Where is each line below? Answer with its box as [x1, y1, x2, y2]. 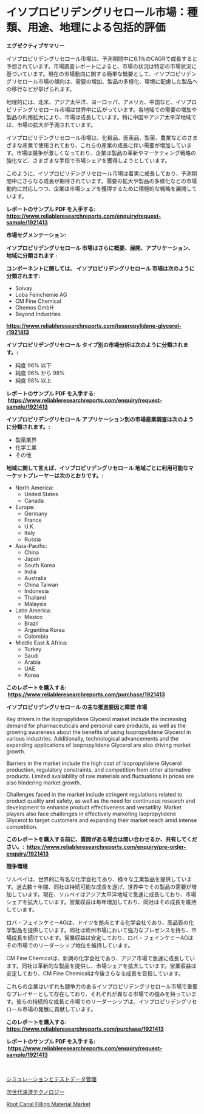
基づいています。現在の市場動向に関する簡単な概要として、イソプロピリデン [6, 70, 197, 77]
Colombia [24, 632, 49, 640]
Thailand [24, 593, 47, 601]
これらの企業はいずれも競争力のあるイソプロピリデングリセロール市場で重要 [6, 983, 198, 990]
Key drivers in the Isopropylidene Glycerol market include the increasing [6, 715, 187, 722]
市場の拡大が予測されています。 [16, 121, 97, 128]
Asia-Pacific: [15, 542, 47, 549]
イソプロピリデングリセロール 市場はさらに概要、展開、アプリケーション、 [6, 244, 194, 251]
